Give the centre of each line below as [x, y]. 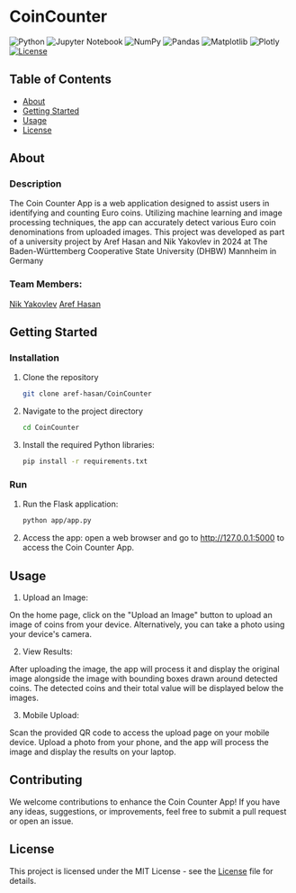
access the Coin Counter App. [78, 548]
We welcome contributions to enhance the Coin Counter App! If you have [145, 802]
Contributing [46, 780]
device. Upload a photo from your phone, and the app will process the [139, 743]
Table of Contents [61, 80]
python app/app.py [57, 521]
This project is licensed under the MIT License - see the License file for [141, 870]
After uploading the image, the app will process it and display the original [145, 670]
